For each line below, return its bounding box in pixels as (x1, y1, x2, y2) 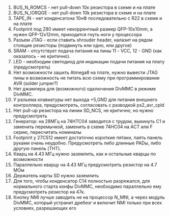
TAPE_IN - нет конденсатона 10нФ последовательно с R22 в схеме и (13, 15, 162, 21)
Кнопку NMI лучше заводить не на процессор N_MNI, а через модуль (13, 194, 165, 200)
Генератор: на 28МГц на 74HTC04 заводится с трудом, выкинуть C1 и (13, 118, 165, 124)
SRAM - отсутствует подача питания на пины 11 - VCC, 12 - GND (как (13, 48, 162, 54)
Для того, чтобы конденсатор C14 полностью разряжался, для (13, 178, 150, 184)
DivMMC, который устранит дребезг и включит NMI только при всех (13, 200, 162, 206)
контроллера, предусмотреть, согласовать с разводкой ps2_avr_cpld (13, 102, 164, 108)
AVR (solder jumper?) (13, 80, 58, 86)
